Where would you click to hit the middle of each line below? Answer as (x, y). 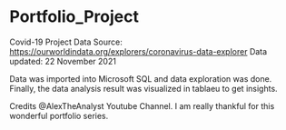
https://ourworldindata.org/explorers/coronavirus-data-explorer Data (138, 51)
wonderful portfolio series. (59, 115)
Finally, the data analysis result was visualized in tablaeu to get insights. (144, 88)
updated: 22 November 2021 (63, 61)
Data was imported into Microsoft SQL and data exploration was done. (141, 78)
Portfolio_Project (74, 17)
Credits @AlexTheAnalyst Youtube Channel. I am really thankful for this (142, 105)
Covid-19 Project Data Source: (66, 42)
